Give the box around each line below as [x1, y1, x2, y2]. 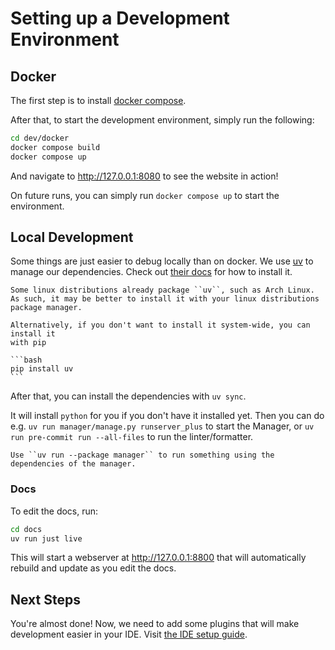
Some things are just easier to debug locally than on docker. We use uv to [10, 255, 314, 267]
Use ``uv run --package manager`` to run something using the [10, 450, 275, 461]
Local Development [10, 229, 134, 246]
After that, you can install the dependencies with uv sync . [10, 390, 247, 402]
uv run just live [10, 533, 83, 544]
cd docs [10, 524, 43, 534]
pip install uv [10, 364, 74, 374]
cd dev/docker [10, 133, 70, 143]
